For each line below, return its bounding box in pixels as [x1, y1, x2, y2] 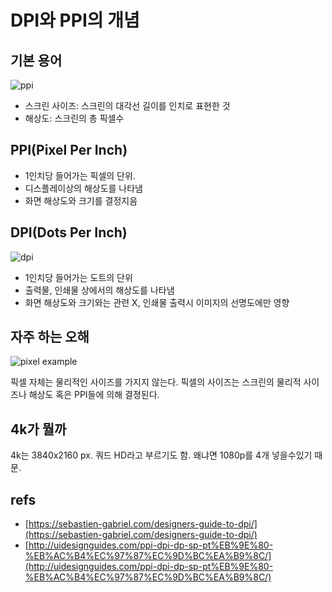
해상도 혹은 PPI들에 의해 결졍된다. [28, 389, 160, 401]
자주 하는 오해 [10, 329, 90, 346]
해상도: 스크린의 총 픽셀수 [24, 112, 125, 124]
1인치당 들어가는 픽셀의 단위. [24, 169, 136, 181]
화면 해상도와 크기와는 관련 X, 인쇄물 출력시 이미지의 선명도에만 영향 [24, 296, 290, 308]
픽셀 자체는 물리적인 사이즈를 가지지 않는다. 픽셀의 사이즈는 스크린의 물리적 [10, 376, 302, 388]
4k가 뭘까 [10, 421, 67, 438]
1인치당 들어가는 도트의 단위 [24, 271, 133, 283]
